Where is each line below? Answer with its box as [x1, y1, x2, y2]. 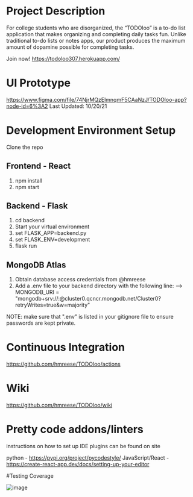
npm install [14, 177, 43, 184]
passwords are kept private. [6, 319, 76, 327]
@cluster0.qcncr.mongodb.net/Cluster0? [59, 295, 162, 302]
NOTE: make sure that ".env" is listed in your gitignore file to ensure [6, 313, 174, 320]
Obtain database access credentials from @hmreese [14, 276, 146, 283]
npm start [14, 183, 39, 190]
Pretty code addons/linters [6, 423, 144, 436]
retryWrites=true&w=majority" [14, 301, 90, 308]
